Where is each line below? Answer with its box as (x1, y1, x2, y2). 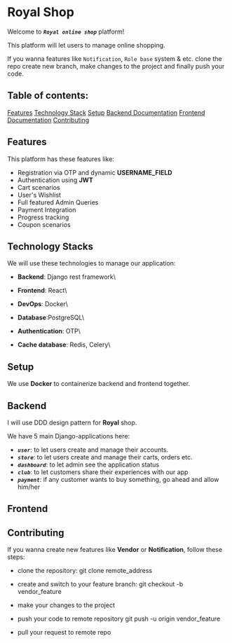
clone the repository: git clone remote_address (17, 567, 153, 575)
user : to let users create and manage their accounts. (17, 445, 169, 454)
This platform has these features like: (7, 155, 114, 163)
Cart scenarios (17, 183, 61, 191)
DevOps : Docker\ (17, 300, 69, 308)
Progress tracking (17, 213, 69, 221)
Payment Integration (17, 205, 76, 214)
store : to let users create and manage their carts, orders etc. (17, 453, 193, 461)
